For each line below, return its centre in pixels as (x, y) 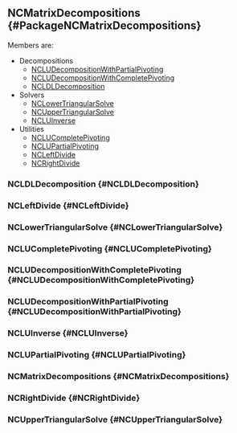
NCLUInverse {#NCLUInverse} (68, 333)
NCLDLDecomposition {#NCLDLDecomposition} (104, 184)
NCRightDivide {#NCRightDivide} (74, 398)
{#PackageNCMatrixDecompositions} (104, 26)
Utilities (32, 129)
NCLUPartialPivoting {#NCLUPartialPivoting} (97, 355)
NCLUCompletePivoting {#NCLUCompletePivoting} (110, 248)
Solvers (32, 95)
